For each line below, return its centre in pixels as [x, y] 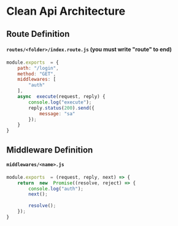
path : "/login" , [38, 68]
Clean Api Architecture [66, 11]
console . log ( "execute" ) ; [60, 102]
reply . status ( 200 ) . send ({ [62, 108]
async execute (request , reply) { [61, 97]
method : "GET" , [37, 74]
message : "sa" [57, 114]
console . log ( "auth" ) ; [56, 189]
